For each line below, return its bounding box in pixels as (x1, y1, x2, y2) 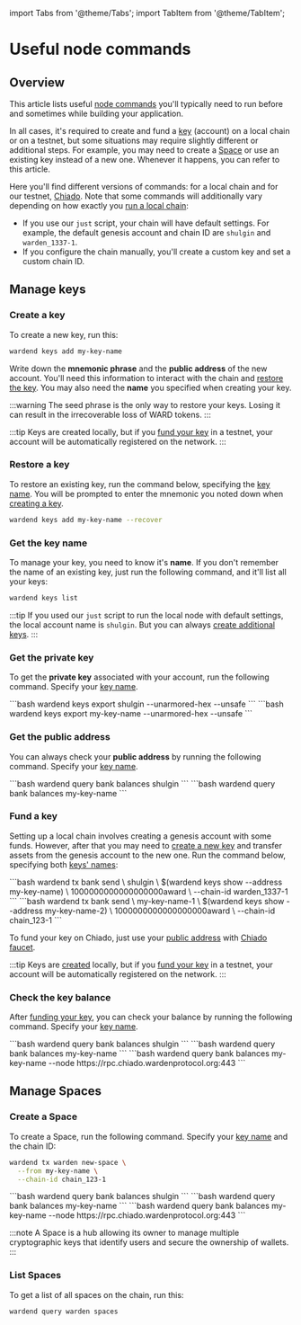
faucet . (9, 941, 36, 952)
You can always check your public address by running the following (9, 751, 262, 762)
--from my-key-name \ (17, 1166, 99, 1176)
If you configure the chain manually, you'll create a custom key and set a (22, 246, 291, 257)
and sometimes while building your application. (9, 108, 184, 119)
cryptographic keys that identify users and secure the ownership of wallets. (9, 1237, 289, 1248)
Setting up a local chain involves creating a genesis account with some (9, 831, 272, 841)
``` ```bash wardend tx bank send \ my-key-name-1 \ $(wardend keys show (9, 895, 285, 906)
